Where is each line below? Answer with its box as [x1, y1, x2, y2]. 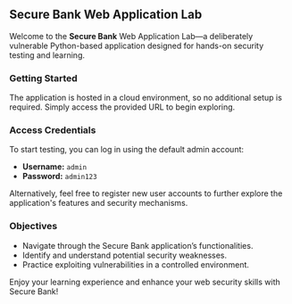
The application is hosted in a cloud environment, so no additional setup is [9, 93, 283, 103]
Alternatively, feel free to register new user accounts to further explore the [9, 188, 283, 199]
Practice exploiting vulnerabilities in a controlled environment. [21, 259, 250, 270]
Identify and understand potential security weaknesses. [21, 250, 228, 260]
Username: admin [21, 161, 88, 172]
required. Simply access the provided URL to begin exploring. [9, 102, 236, 112]
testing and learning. [9, 49, 85, 61]
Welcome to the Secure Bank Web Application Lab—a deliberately [9, 30, 254, 41]
